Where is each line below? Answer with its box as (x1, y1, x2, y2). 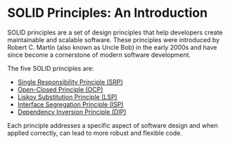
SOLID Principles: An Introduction (7, 5, 208, 21)
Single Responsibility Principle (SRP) (17, 77, 123, 86)
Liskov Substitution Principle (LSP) (17, 93, 117, 101)
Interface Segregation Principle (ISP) (17, 100, 124, 108)
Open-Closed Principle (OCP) (17, 85, 103, 93)
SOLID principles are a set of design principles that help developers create (7, 28, 223, 37)
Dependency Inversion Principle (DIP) (17, 107, 127, 116)
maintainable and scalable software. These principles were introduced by (7, 35, 220, 44)
